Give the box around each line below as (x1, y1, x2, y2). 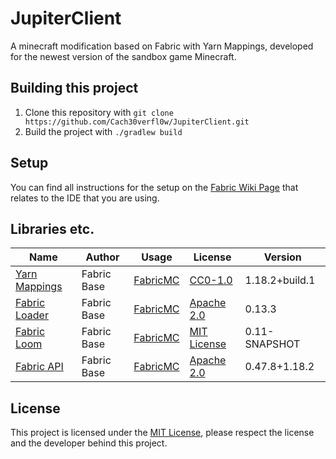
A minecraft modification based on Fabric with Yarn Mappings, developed (10, 40, 314, 52)
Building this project (10, 80, 139, 97)
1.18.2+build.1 (244, 273, 316, 287)
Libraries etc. (10, 220, 95, 237)
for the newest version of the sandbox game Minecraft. (10, 50, 237, 62)
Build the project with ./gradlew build (24, 125, 183, 137)
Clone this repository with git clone (24, 106, 174, 118)
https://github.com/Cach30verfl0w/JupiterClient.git (24, 117, 250, 127)
